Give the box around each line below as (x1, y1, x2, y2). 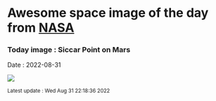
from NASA (7, 20, 75, 36)
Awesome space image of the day (7, 5, 209, 21)
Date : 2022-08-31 (7, 61, 61, 69)
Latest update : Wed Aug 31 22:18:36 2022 (7, 88, 110, 95)
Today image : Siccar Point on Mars (7, 45, 131, 55)
